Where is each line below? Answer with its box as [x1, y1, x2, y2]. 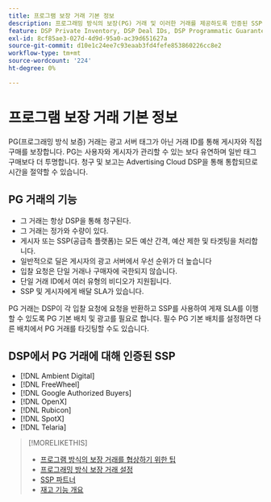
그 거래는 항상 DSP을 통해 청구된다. [19, 215, 131, 226]
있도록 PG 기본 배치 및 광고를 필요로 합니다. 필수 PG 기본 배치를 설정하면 [25, 313, 253, 323]
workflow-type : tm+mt [8, 49, 81, 57]
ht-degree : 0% [8, 64, 56, 73]
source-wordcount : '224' [8, 57, 92, 65]
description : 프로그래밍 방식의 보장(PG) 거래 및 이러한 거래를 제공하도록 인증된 [8, 19, 248, 27]
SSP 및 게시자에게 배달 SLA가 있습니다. [19, 286, 144, 296]
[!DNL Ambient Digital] [19, 371, 95, 381]
